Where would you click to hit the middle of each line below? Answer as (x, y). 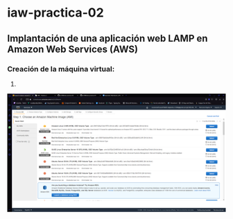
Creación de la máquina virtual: (61, 69)
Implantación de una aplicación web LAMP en (107, 38)
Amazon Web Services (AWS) (73, 49)
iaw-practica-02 (55, 13)
